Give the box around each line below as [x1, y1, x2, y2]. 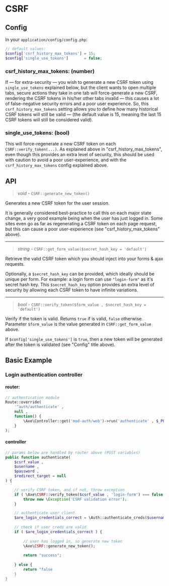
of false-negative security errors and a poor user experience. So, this [5, 101, 149, 107]
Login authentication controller [5, 371, 83, 378]
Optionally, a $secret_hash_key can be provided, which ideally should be [5, 271, 155, 277]
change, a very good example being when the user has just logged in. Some [5, 215, 163, 221]
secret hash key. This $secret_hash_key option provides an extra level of [5, 281, 155, 288]
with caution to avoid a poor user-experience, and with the [5, 157, 127, 163]
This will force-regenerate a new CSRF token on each [5, 141, 116, 147]
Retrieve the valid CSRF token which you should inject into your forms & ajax [5, 256, 163, 262]
